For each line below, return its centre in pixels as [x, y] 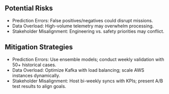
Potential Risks [29, 8]
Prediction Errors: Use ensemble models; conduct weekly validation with [88, 59]
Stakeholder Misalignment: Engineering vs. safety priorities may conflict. [88, 31]
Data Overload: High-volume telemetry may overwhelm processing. [83, 26]
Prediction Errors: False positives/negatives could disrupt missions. [82, 20]
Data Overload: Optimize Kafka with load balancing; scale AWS [78, 70]
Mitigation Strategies [39, 47]
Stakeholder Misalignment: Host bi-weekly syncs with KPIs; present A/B [88, 81]
